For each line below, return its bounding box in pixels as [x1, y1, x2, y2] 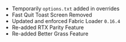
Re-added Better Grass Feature [11, 30, 89, 37]
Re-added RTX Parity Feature [11, 24, 84, 31]
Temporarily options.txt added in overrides [11, 5, 120, 12]
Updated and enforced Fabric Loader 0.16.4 [11, 18, 121, 24]
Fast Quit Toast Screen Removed [11, 11, 92, 18]
